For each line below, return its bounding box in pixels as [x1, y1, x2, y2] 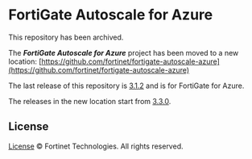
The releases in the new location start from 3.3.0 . [8, 96, 171, 106]
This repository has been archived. [8, 32, 124, 42]
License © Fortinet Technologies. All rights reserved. [8, 141, 184, 151]
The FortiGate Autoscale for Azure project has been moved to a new [8, 48, 239, 57]
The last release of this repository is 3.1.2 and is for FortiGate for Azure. [8, 81, 245, 90]
